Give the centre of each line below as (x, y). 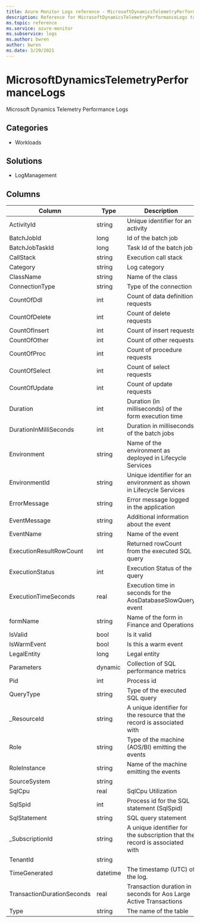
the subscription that (156, 835)
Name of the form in (155, 618)
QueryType (25, 694)
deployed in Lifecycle (157, 458)
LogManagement (36, 175)
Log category (146, 267)
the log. (137, 877)
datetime (109, 873)
